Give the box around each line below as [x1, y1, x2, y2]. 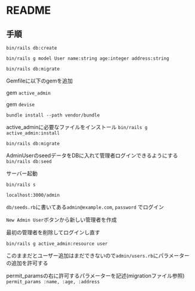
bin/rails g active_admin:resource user [6, 241, 109, 247]
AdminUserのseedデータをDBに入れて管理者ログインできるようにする [6, 152, 178, 159]
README [6, 4, 51, 17]
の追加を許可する [6, 259, 48, 267]
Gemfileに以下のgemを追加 [6, 77, 73, 84]
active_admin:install [6, 130, 60, 136]
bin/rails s [6, 182, 36, 188]
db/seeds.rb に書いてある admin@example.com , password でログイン [6, 204, 164, 210]
